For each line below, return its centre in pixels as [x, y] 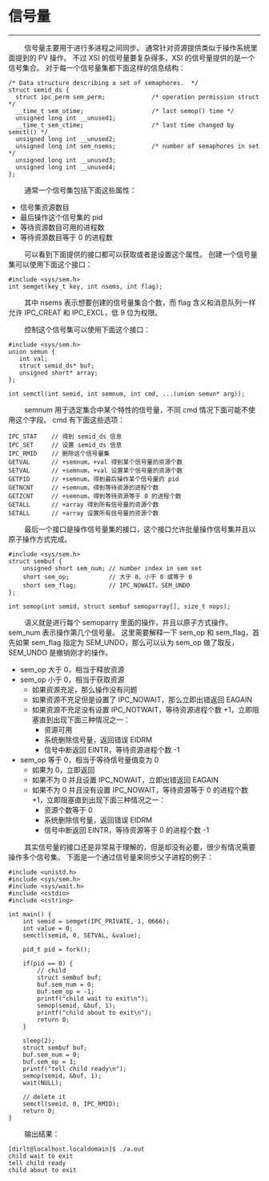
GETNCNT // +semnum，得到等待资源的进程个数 [84, 487]
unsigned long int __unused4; [66, 167]
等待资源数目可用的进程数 [62, 227]
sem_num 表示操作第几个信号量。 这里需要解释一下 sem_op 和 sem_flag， [130, 632]
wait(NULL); [42, 1083]
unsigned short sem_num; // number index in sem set [112, 568]
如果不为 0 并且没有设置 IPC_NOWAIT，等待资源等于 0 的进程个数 [140, 789]
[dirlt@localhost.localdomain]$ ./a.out [77, 1149]
